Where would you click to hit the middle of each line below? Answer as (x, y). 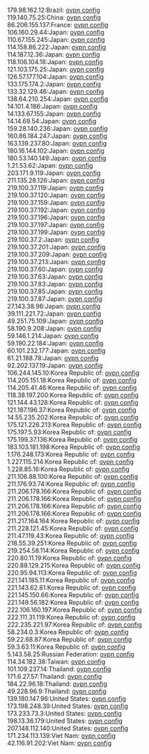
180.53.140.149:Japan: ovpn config (57, 158)
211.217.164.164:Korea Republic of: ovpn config (74, 521)
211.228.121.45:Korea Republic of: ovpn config (73, 528)
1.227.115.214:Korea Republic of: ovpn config (71, 462)
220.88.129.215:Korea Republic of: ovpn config (74, 565)
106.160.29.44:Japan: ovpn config (56, 32)
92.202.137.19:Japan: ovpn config (55, 366)
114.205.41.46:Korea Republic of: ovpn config (72, 387)
